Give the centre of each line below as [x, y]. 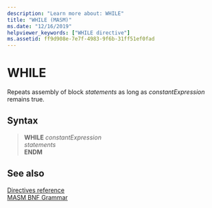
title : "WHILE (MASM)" [39, 20]
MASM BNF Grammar [38, 197]
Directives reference [36, 190]
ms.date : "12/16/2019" [39, 26]
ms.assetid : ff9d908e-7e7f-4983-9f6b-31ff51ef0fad [81, 39]
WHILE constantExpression [62, 137]
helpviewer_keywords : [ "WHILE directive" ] [69, 33]
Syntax [23, 121]
